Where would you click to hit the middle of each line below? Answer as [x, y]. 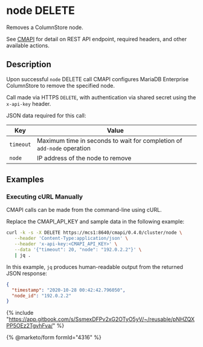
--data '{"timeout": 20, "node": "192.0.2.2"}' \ [78, 250]
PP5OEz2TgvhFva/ [30, 326]
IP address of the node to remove [84, 158]
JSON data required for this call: [46, 115]
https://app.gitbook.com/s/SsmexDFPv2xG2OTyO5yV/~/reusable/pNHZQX [102, 319]
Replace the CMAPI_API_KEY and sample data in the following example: [95, 222]
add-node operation [64, 148]
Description [29, 64]
